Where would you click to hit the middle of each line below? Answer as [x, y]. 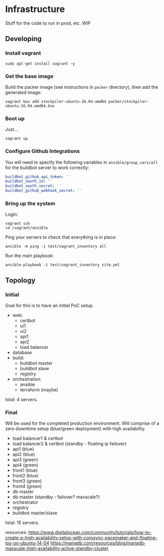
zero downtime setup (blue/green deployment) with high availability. [75, 429]
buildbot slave [34, 368]
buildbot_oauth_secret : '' [33, 186]
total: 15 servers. [22, 523]
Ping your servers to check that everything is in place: [61, 237]
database [22, 352]
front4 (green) [27, 486]
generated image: [23, 92]
